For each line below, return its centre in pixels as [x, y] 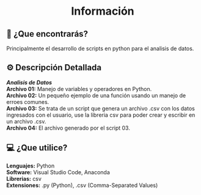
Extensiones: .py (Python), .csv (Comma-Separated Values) [82, 185]
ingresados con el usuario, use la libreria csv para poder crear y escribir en [101, 115]
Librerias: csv [24, 178]
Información [103, 11]
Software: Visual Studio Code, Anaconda [58, 172]
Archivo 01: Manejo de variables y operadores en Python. [79, 89]
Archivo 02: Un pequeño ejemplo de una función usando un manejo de [96, 95]
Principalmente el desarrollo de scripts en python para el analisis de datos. [100, 48]
